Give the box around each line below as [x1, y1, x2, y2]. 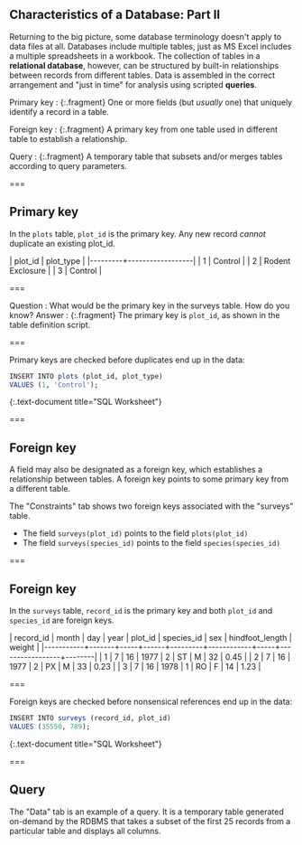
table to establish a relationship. [9, 133, 128, 144]
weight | [9, 642, 40, 653]
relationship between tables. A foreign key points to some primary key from [9, 474, 289, 484]
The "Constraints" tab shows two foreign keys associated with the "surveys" [9, 501, 294, 512]
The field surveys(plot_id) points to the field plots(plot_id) [22, 528, 249, 539]
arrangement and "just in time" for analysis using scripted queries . [9, 79, 257, 89]
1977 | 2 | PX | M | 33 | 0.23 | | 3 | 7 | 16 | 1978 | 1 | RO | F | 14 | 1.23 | [9, 662, 261, 671]
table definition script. [9, 319, 91, 330]
